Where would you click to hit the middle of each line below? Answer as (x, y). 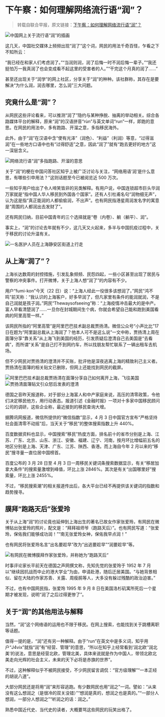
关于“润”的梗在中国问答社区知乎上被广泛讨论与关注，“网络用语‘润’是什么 (78, 171)
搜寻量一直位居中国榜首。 (37, 452)
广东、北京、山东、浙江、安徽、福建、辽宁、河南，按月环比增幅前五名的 (87, 440)
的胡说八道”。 (19, 677)
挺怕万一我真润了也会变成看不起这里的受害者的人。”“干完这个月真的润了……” (82, 68)
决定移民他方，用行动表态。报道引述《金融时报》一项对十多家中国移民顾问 (84, 400)
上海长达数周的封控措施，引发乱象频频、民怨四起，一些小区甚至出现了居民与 (82, 274)
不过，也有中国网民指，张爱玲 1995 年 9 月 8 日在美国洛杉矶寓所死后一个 (79, 589)
